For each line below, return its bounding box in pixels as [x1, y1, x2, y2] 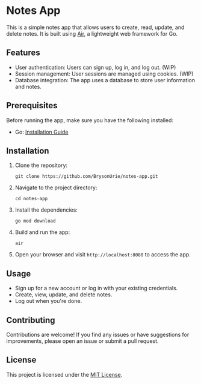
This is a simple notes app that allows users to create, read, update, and [6, 24, 185, 31]
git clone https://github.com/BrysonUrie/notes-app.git [14, 174, 158, 180]
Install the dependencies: [14, 206, 78, 213]
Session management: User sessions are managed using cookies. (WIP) [14, 70, 194, 77]
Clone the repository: [14, 161, 68, 169]
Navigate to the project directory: [14, 184, 97, 191]
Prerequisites [6, 100, 58, 111]
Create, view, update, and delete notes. [14, 291, 113, 298]
